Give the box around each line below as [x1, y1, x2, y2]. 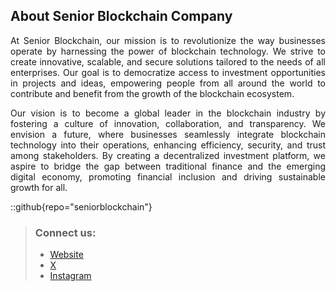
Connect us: [34, 225, 97, 239]
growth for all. [10, 181, 68, 193]
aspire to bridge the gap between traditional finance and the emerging [10, 160, 326, 172]
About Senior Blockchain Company [10, 8, 233, 25]
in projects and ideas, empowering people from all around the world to [10, 77, 326, 89]
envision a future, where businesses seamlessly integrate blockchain [10, 128, 326, 140]
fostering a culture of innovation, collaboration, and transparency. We [10, 117, 326, 129]
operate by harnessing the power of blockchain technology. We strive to [10, 45, 326, 57]
